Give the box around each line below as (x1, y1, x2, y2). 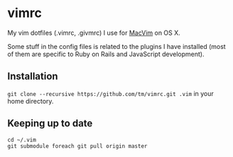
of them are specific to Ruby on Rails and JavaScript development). (7, 50, 205, 58)
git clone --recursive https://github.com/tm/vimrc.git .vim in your (7, 89, 215, 97)
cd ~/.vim (7, 136, 37, 144)
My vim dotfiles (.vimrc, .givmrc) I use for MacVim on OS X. (7, 28, 181, 37)
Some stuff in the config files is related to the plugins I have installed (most (7, 42, 226, 50)
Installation (7, 70, 58, 82)
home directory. (7, 97, 54, 105)
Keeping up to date (7, 117, 93, 129)
